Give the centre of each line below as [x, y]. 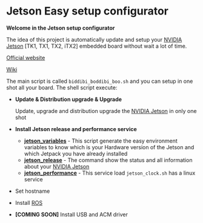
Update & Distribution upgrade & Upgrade [68, 99]
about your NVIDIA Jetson [57, 166]
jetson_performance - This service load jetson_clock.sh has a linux [110, 173]
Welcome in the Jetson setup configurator [61, 28]
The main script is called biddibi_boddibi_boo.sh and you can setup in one [100, 81]
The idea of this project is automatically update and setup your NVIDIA [94, 39]
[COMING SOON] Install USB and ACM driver [72, 214]
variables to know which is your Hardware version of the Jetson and [109, 147]
